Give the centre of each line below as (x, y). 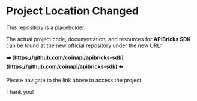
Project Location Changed (73, 11)
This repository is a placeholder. (46, 27)
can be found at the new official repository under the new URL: (84, 45)
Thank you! (20, 91)
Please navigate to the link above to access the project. (74, 80)
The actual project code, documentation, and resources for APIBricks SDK (98, 39)
